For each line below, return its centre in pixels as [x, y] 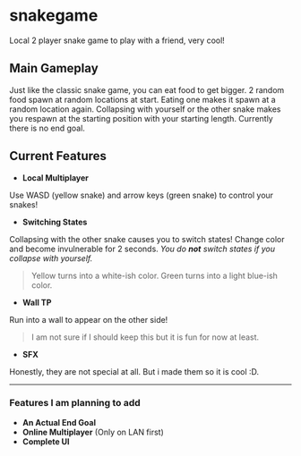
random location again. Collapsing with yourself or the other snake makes [145, 109]
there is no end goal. [47, 128]
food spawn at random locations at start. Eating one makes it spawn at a [142, 99]
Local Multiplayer [56, 177]
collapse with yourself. [51, 258]
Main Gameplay [54, 68]
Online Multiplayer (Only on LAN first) [93, 432]
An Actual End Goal [59, 422]
